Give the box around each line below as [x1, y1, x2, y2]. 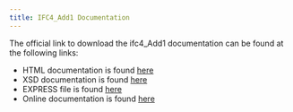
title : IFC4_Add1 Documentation [9, 13, 130, 22]
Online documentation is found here [22, 93, 155, 104]
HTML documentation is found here [22, 65, 154, 75]
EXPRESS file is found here [22, 83, 123, 94]
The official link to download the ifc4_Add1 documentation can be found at [9, 38, 284, 48]
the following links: [9, 47, 79, 58]
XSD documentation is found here [22, 73, 148, 85]
